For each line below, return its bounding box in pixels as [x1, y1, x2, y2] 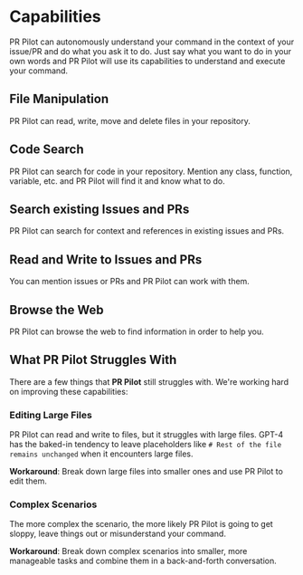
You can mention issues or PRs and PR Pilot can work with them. [9, 276, 251, 287]
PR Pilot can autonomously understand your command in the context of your [9, 36, 295, 47]
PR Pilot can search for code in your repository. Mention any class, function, [9, 166, 293, 177]
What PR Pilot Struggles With [9, 352, 177, 368]
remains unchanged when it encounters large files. [9, 448, 194, 459]
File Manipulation [9, 91, 109, 107]
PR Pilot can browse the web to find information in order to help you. [9, 326, 264, 337]
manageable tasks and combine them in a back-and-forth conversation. [9, 555, 278, 567]
